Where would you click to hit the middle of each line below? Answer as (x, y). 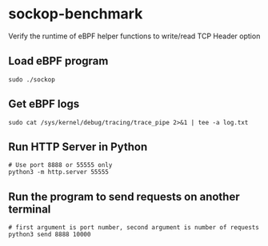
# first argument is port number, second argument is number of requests (134, 228)
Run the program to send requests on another (124, 196)
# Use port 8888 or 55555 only (60, 165)
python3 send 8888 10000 (50, 235)
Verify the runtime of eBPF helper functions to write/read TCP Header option (134, 36)
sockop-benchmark (76, 14)
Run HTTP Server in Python (78, 147)
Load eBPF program (58, 61)
